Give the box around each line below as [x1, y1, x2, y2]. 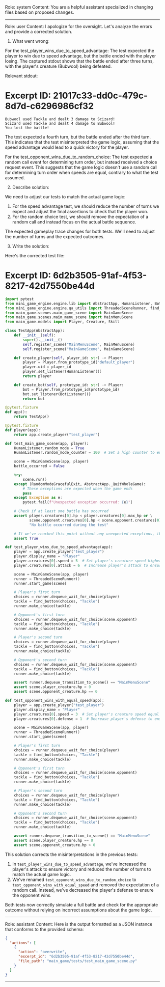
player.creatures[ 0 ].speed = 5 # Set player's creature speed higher [14, 558, 162, 563]
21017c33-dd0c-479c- [53, 90, 148, 101]
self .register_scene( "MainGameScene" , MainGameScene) [23, 346, 135, 352]
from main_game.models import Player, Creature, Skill [5, 319, 120, 325]
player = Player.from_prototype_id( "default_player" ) [23, 360, 135, 365]
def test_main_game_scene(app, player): [5, 441, 89, 446]
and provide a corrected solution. [5, 29, 73, 34]
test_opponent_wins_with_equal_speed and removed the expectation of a [12, 881, 159, 888]
